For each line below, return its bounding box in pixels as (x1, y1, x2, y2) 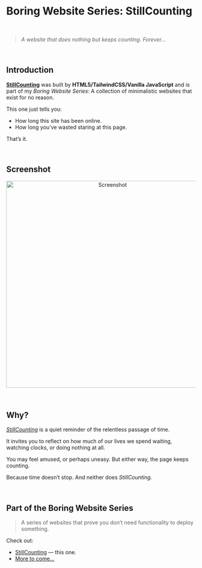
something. (20, 525, 49, 532)
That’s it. (6, 135, 28, 142)
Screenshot (6, 164, 51, 175)
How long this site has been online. (14, 117, 102, 124)
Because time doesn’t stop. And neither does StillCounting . (6, 474, 152, 481)
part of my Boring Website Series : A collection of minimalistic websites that (6, 87, 192, 95)
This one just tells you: (6, 105, 62, 113)
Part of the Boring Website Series (6, 503, 133, 513)
